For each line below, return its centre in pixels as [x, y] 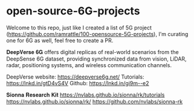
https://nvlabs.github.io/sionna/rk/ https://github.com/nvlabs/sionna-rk [95, 101]
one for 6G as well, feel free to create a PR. [60, 40]
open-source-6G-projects [73, 11]
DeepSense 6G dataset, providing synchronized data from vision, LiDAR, [96, 59]
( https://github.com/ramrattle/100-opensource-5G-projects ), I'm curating [97, 34]
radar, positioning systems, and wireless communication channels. [89, 65]
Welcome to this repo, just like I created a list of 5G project [79, 28]
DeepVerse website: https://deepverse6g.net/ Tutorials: [75, 77]
